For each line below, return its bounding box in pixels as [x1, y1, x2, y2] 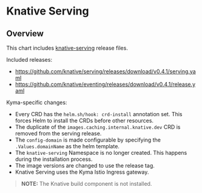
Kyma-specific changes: [6, 99, 67, 106]
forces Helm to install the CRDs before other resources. [15, 117, 153, 124]
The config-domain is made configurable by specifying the [15, 136, 161, 143]
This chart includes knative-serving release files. [6, 44, 129, 51]
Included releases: [6, 56, 53, 63]
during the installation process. [15, 155, 93, 163]
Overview [6, 28, 44, 39]
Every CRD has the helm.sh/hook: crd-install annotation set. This [15, 111, 183, 117]
